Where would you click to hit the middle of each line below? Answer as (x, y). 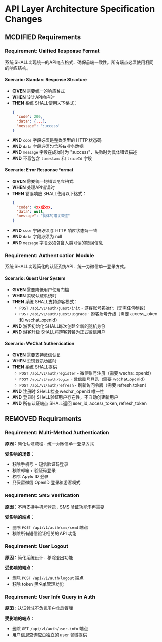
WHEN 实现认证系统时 (34, 296)
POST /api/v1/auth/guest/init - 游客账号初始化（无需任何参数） (84, 308)
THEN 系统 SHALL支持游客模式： (45, 301)
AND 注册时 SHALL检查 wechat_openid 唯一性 (58, 391)
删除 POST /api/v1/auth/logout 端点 (48, 578)
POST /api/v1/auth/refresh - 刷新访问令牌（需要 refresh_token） (84, 385)
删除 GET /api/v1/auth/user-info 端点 (50, 629)
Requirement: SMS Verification (42, 495)
